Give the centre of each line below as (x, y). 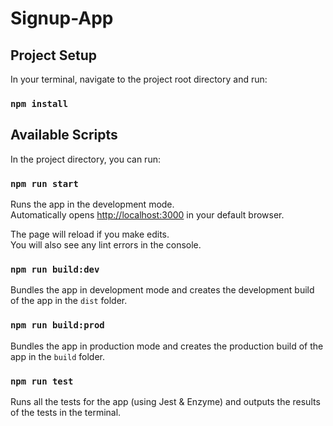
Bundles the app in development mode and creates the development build (162, 290)
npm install (39, 103)
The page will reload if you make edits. (90, 234)
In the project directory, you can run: (85, 159)
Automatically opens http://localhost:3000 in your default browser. (147, 215)
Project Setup (54, 55)
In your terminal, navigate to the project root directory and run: (139, 79)
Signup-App (62, 18)
